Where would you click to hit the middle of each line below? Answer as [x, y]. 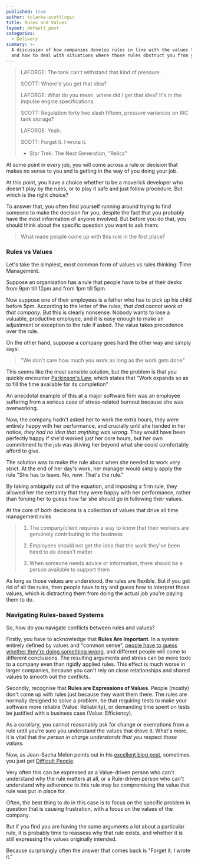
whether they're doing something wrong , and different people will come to [96, 652]
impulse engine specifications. [58, 101]
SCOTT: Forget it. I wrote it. [54, 141]
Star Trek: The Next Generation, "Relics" [78, 153]
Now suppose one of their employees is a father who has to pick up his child [99, 300]
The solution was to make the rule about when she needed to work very [93, 462]
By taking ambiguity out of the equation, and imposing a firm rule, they [92, 486]
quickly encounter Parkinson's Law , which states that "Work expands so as [97, 378]
